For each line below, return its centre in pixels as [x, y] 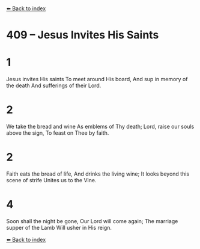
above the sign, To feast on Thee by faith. [58, 133]
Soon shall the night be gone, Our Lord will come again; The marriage [92, 221]
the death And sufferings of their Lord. [54, 85]
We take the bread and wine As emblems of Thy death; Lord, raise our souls [100, 127]
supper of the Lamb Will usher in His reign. [59, 227]
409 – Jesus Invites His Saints [83, 35]
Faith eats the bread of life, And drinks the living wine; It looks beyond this [98, 174]
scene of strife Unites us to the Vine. [51, 180]
